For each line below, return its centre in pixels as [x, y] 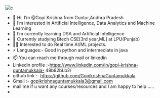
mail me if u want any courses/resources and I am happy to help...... [83, 86]
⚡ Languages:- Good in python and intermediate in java [70, 50]
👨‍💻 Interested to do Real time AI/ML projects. [59, 44]
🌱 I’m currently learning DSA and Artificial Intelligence [69, 34]
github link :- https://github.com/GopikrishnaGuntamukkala [74, 76]
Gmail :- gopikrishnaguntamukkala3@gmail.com [63, 81]
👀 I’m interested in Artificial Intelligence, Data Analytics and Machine [84, 23]
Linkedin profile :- [31, 65]
